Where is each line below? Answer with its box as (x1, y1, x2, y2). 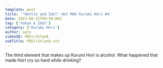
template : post (5, 7, 36, 12)
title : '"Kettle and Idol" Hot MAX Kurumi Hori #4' (5, 12, 112, 17)
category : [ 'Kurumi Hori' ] (5, 25, 60, 30)
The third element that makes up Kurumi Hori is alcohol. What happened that (5, 52, 158, 58)
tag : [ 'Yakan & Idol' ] (5, 20, 51, 26)
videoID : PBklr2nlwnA (5, 34, 49, 39)
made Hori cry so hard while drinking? (5, 57, 81, 63)
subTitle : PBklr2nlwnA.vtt (5, 39, 60, 44)
